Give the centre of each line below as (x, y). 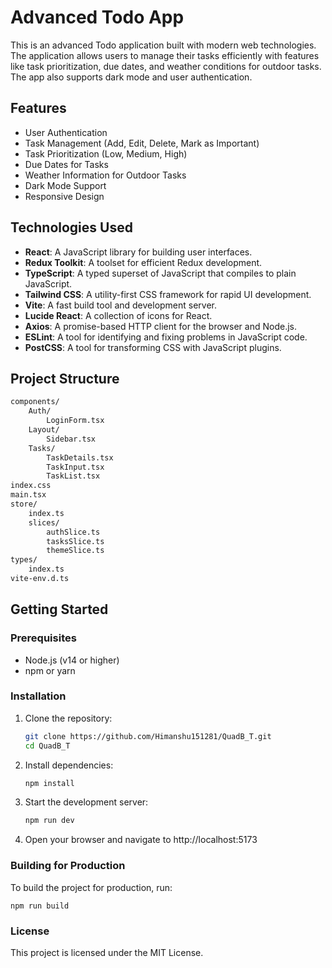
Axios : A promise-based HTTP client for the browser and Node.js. (160, 326)
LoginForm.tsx (75, 421)
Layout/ (44, 430)
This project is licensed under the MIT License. (107, 952)
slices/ (44, 522)
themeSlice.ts (75, 551)
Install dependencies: (69, 765)
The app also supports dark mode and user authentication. (131, 77)
